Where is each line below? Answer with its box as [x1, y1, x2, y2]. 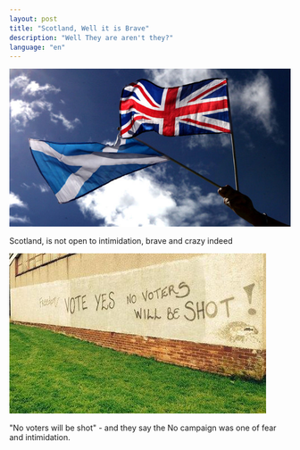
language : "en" [9, 43, 66, 52]
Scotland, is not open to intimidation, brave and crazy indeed [9, 235, 233, 246]
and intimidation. [9, 431, 71, 442]
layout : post [9, 14, 58, 23]
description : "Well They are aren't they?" [9, 33, 174, 42]
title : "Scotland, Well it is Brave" [9, 23, 150, 33]
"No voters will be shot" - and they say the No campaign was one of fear [9, 422, 277, 433]
